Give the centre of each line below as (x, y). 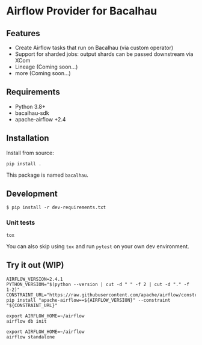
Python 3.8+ (30, 106)
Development (32, 194)
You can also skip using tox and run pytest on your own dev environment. (98, 246)
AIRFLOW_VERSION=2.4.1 (35, 279)
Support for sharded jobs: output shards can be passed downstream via (104, 54)
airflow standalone (31, 337)
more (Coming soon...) (43, 73)
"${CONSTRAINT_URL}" (32, 305)
